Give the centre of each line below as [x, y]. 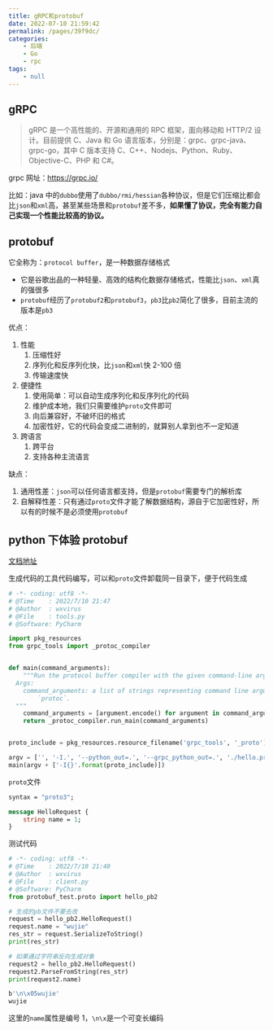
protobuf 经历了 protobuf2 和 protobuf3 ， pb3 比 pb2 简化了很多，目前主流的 [139, 300]
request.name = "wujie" [49, 927]
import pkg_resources [45, 639]
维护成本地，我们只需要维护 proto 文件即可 [102, 406]
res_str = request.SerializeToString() [76, 934]
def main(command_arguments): [60, 668]
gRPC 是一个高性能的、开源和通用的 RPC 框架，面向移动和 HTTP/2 [140, 130]
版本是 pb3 [37, 310]
